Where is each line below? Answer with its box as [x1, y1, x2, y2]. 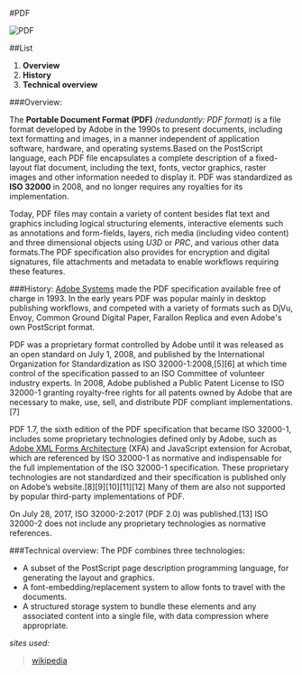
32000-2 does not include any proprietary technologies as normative [9, 518, 266, 529]
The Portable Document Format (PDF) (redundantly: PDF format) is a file [9, 115, 281, 125]
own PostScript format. [9, 322, 96, 332]
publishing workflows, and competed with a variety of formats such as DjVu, [9, 302, 293, 313]
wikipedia [31, 655, 68, 666]
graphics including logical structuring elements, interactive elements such [9, 218, 284, 228]
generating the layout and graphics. [22, 572, 155, 583]
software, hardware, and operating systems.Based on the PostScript [9, 143, 263, 153]
